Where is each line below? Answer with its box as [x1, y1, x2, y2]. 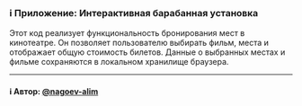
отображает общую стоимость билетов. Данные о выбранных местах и [9, 47, 286, 57]
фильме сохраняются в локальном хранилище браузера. [9, 57, 229, 67]
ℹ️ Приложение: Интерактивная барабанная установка [9, 6, 259, 19]
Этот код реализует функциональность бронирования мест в [9, 28, 245, 39]
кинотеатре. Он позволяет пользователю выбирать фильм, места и [9, 38, 270, 49]
